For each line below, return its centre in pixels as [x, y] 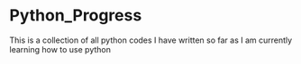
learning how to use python [60, 49]
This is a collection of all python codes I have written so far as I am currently [151, 40]
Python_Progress [76, 16]
